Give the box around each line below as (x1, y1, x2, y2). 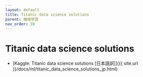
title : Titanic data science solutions (5, 12, 89, 17)
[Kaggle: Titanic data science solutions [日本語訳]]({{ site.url (12, 60, 138, 66)
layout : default (5, 7, 39, 13)
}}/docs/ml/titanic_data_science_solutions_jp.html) (12, 66, 118, 72)
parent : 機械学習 (5, 17, 39, 22)
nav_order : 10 (5, 21, 35, 27)
